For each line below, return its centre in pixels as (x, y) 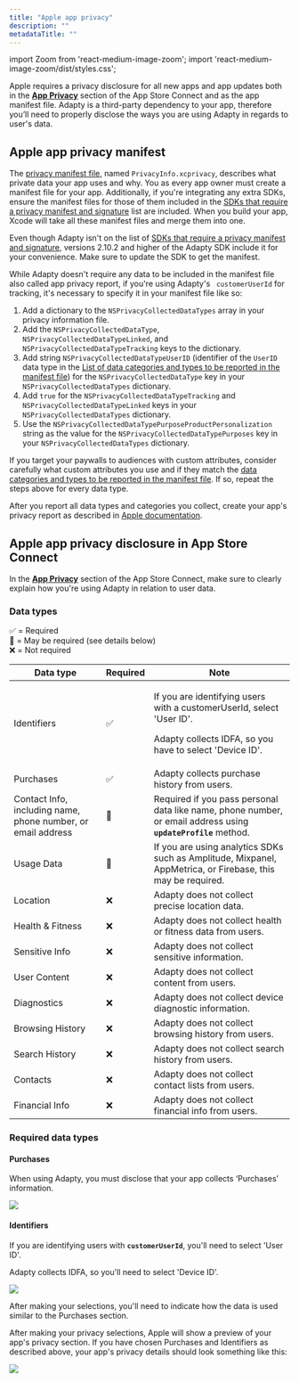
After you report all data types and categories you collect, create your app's (148, 506)
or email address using (201, 822)
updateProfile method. (202, 832)
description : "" (39, 26)
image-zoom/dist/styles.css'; (63, 69)
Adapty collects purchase (207, 773)
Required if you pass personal (216, 799)
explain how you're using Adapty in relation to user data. (113, 588)
